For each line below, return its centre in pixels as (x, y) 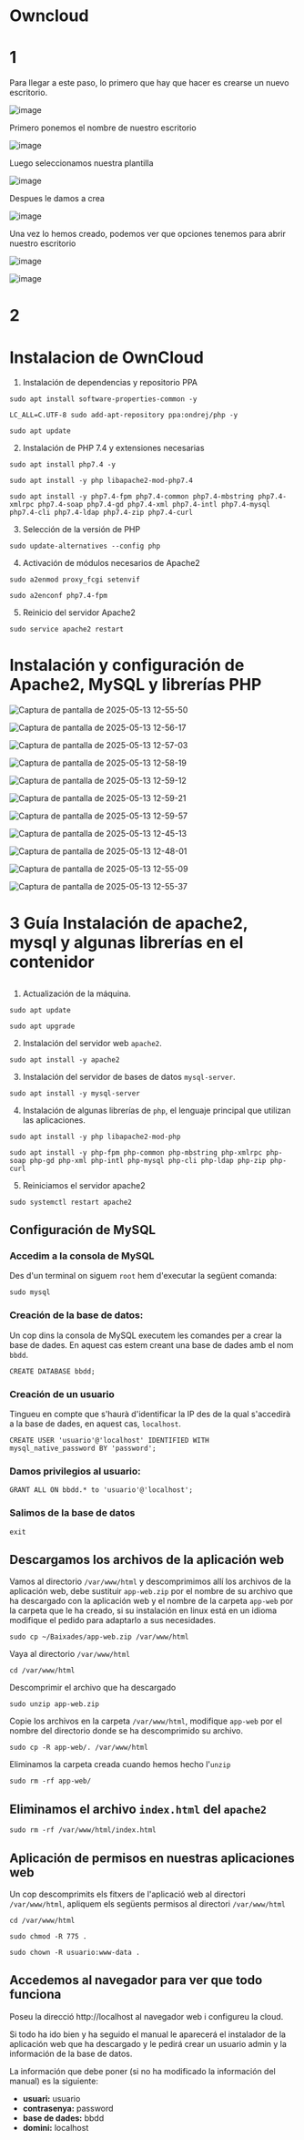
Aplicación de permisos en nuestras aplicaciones (152, 1858)
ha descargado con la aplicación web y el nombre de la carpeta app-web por (152, 1601)
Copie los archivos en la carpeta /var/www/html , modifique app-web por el (146, 1721)
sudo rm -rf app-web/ (51, 1781)
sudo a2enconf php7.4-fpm (58, 596)
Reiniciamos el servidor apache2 (84, 1185)
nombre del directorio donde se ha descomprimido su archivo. (127, 1731)
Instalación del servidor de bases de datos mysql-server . (129, 1076)
